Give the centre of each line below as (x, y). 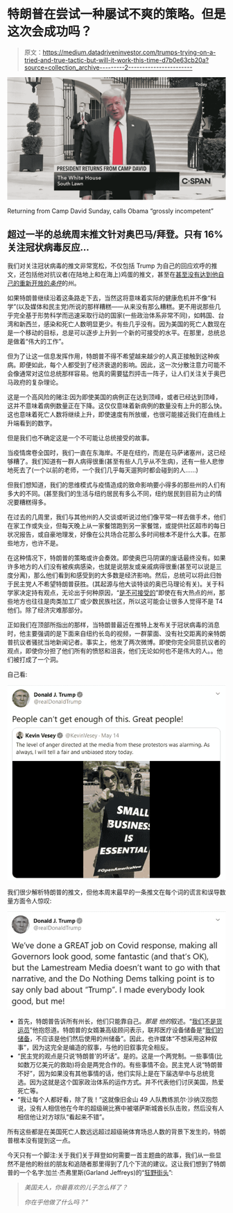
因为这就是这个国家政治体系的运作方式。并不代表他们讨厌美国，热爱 (127, 1082)
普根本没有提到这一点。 (41, 1141)
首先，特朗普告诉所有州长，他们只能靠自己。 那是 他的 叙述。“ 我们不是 (116, 1021)
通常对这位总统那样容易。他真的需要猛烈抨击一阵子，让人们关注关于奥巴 (122, 373)
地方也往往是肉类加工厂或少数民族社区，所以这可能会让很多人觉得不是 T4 (118, 601)
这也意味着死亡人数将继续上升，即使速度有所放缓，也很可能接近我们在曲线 (113, 414)
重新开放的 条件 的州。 (50, 283)
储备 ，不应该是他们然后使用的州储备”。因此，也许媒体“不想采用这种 (114, 1039)
